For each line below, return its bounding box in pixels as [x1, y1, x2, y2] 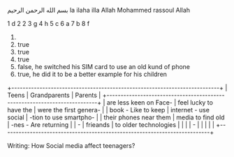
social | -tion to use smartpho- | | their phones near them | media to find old [7, 113, 225, 121]
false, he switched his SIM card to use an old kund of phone [17, 63, 191, 70]
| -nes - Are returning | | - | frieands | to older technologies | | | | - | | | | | [7, 121, 215, 128]
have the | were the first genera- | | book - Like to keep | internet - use [7, 106, 210, 114]
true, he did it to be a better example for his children [17, 70, 168, 78]
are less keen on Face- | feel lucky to [106, 98, 213, 107]
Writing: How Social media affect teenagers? [7, 142, 136, 149]
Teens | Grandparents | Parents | [7, 91, 101, 99]
